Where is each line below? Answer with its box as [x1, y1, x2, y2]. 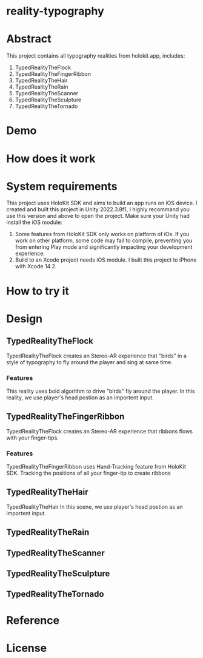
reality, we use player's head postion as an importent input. [6, 393, 155, 401]
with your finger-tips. [6, 434, 59, 441]
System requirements [6, 179, 118, 193]
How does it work [6, 152, 96, 165]
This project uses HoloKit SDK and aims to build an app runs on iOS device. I [6, 199, 198, 207]
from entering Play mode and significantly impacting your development [15, 243, 193, 251]
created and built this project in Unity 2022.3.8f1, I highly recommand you [6, 206, 190, 213]
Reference [6, 613, 59, 627]
